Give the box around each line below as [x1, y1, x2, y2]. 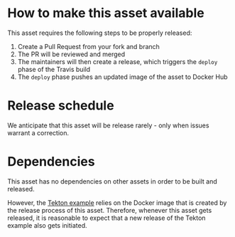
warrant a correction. [7, 128, 70, 137]
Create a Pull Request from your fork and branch [17, 42, 160, 51]
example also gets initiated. [7, 221, 87, 229]
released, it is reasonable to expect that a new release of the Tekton [7, 214, 206, 222]
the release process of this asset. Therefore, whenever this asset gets [7, 206, 212, 214]
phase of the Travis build [17, 65, 91, 73]
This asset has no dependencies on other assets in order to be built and [7, 177, 218, 186]
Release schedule [7, 98, 115, 114]
